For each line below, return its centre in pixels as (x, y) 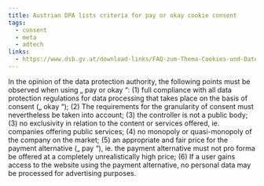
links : (19, 52)
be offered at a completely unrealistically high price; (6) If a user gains (122, 156)
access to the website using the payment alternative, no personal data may (130, 165)
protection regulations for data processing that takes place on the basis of (128, 98)
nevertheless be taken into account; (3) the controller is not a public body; (128, 115)
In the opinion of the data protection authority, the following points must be (129, 81)
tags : (17, 23)
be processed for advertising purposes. (72, 173)
